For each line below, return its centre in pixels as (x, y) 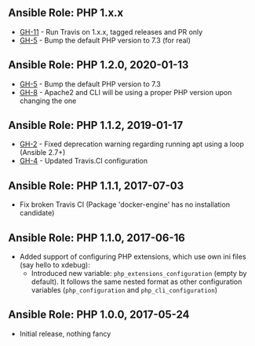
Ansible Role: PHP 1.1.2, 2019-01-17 (96, 125)
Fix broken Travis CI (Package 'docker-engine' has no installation (124, 204)
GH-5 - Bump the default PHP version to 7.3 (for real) (105, 40)
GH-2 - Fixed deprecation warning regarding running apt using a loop (132, 144)
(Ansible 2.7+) (42, 153)
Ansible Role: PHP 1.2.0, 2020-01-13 (98, 65)
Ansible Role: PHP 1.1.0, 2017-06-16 (97, 238)
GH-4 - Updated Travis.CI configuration (84, 161)
